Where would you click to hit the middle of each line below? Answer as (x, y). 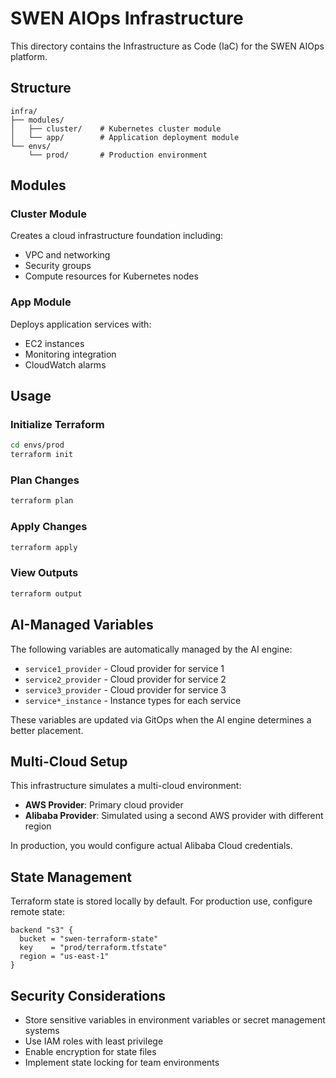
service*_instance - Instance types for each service (133, 700)
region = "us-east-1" (64, 957)
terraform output (46, 593)
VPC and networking (67, 255)
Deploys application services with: (81, 324)
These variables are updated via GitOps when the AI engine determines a (161, 719)
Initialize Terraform (57, 425)
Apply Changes (49, 527)
